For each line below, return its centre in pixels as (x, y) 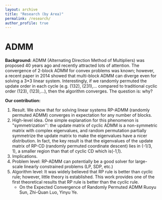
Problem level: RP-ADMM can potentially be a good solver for (73, 162)
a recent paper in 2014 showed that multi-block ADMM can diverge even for (81, 76)
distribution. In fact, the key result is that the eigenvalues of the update (82, 141)
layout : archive (21, 9)
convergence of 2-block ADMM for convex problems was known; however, (80, 71)
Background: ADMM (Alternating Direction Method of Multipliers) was (75, 61)
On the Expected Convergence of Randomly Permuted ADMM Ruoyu (88, 187)
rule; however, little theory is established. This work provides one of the (83, 177)
